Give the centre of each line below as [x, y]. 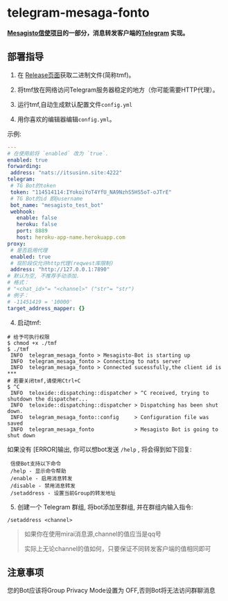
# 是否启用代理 [29, 250]
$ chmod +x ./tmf [32, 343]
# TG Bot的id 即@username [46, 198]
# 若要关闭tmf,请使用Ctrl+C [44, 381]
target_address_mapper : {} [46, 308]
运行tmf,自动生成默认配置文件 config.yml [75, 104]
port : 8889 [32, 231]
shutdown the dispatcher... [48, 399]
